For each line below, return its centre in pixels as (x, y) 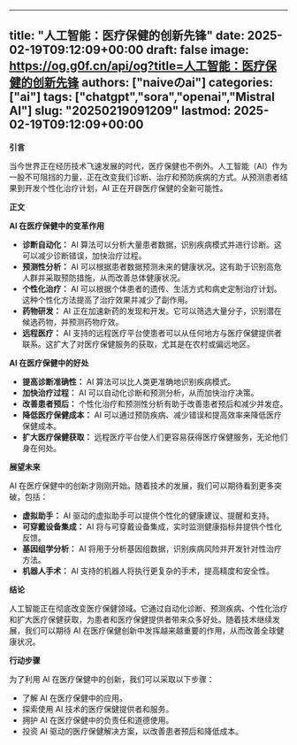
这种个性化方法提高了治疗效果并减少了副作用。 (107, 300)
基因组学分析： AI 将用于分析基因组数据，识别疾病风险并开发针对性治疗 (152, 549)
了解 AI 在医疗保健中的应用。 (75, 698)
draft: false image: (198, 50)
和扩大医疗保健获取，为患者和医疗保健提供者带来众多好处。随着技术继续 (141, 619)
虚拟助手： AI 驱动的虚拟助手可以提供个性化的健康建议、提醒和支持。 (148, 515)
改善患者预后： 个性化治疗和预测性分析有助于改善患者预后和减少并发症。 (155, 403)
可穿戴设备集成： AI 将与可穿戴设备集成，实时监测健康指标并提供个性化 (152, 526)
